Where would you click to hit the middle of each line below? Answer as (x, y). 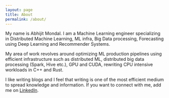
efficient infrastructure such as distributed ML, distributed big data (75, 59)
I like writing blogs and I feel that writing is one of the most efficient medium (84, 80)
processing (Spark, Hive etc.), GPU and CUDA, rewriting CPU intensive (79, 65)
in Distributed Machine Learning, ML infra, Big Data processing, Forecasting (84, 39)
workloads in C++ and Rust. (34, 70)
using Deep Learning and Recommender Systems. (58, 44)
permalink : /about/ (26, 19)
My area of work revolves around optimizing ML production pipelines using (84, 54)
